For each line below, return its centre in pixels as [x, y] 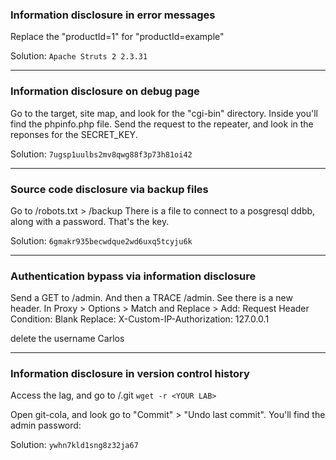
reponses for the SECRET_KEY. [74, 134]
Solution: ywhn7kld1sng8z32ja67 [74, 445]
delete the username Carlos [67, 339]
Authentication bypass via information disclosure [133, 276]
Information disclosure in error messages [113, 15]
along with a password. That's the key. [90, 221]
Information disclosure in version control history [130, 374]
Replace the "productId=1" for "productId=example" [117, 37]
